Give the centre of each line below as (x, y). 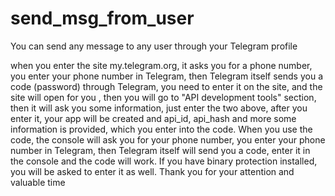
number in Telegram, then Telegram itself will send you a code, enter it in (160, 150)
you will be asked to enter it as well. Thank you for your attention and (152, 171)
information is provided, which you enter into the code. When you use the (161, 129)
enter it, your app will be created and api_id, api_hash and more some (153, 118)
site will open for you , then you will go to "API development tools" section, (163, 97)
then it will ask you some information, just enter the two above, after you (159, 108)
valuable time (38, 182)
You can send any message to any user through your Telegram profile (154, 46)
